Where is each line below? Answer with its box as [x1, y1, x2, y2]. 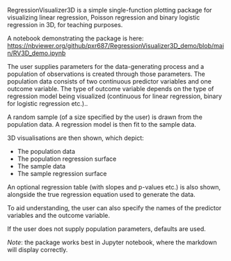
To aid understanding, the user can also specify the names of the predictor [7, 204, 222, 212]
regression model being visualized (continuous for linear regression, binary [7, 92, 223, 100]
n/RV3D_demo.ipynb [7, 49, 66, 57]
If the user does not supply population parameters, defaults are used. [7, 225, 207, 232]
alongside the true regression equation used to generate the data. [7, 191, 196, 198]
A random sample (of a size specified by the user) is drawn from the [7, 113, 203, 121]
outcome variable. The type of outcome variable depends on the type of [7, 85, 214, 93]
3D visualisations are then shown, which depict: [7, 134, 144, 142]
